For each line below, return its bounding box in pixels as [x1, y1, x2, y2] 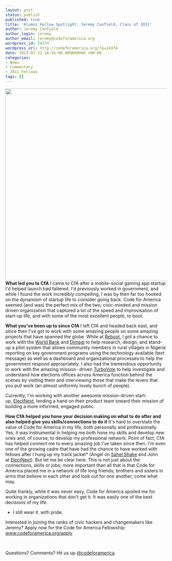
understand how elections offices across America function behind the [5, 372, 153, 378]
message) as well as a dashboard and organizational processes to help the [5, 355, 163, 361]
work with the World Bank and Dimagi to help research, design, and [5, 339, 147, 345]
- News [5, 60, 19, 65]
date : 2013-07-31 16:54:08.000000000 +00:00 [5, 50, 102, 55]
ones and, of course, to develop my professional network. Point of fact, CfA [5, 435, 165, 441]
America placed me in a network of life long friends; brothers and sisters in [5, 467, 163, 473]
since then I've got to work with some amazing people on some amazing [5, 328, 158, 334]
